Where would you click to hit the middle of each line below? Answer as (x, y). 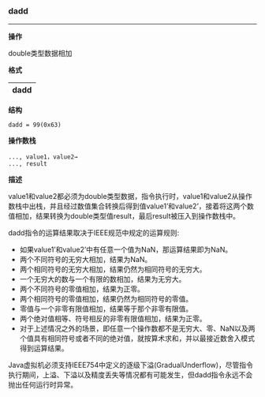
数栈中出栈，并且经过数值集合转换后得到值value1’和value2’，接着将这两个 (128, 206)
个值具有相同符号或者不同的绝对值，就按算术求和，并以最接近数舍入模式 (137, 339)
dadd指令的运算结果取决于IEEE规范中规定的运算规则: (94, 233)
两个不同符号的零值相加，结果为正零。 (82, 289)
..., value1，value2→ (43, 157)
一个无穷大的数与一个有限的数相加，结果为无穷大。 (103, 279)
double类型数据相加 (40, 54)
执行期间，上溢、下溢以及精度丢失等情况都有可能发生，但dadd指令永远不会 (131, 375)
